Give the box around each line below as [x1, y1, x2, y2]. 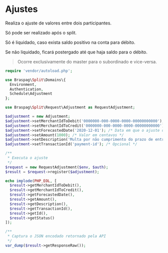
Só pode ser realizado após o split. [5, 29, 77, 35]
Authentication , [9, 86, 43, 92]
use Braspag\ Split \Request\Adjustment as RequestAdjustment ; [5, 105, 135, 110]
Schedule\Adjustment [9, 91, 52, 96]
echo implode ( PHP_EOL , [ [5, 178, 57, 183]
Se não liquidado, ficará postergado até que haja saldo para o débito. [5, 49, 147, 55]
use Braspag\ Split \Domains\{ [5, 77, 66, 82]
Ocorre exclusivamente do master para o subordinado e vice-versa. [17, 58, 157, 64]
